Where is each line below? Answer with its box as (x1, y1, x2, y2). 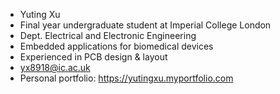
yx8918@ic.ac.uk (19, 62, 91, 73)
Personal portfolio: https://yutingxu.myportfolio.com (19, 72, 234, 84)
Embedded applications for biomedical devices (19, 40, 214, 52)
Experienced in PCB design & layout (19, 51, 168, 63)
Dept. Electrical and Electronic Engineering (19, 30, 197, 41)
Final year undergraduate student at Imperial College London (19, 19, 272, 31)
